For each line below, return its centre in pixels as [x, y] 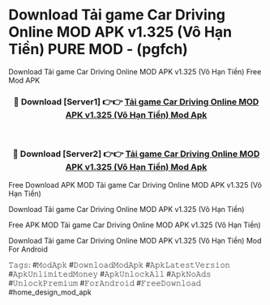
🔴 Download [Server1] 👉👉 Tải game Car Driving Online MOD [136, 101]
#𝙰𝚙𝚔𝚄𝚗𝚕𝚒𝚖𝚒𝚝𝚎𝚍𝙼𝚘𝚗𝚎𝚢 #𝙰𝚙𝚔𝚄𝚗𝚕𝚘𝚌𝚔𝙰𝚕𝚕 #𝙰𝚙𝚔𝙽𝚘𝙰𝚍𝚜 [110, 273]
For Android [28, 249]
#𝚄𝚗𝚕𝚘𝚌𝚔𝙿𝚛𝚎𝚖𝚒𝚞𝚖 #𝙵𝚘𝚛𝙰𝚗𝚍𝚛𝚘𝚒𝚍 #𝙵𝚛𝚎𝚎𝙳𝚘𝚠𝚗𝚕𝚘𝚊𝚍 [105, 283]
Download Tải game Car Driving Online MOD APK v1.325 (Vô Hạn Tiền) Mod [135, 240]
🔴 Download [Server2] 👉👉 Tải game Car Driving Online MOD [136, 154]
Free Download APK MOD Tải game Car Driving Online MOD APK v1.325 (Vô [135, 184]
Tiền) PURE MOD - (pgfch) [98, 49]
